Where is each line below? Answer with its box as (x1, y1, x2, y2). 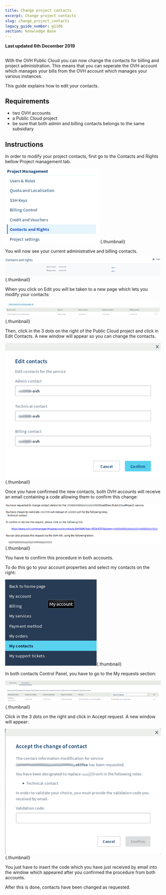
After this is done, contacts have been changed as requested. (5, 884, 131, 890)
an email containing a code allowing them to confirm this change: (5, 494, 138, 500)
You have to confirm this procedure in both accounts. (5, 555, 114, 561)
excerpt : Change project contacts (5, 13, 77, 18)
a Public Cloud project (12, 115, 58, 121)
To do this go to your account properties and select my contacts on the (5, 564, 150, 571)
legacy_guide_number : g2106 (5, 24, 63, 29)
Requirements (5, 97, 49, 105)
